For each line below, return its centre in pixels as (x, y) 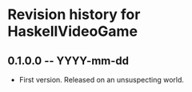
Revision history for (74, 15)
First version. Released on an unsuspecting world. (102, 80)
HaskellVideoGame (72, 31)
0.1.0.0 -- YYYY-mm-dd (68, 61)
